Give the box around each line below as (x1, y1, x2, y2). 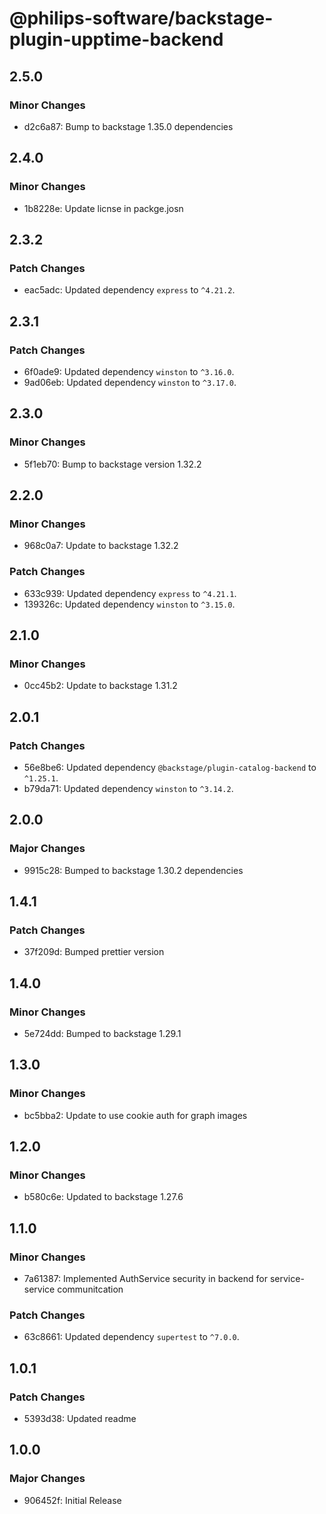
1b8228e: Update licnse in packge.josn (23, 202, 184, 214)
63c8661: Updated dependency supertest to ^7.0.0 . (23, 1331, 240, 1343)
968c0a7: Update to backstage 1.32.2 (23, 540, 179, 552)
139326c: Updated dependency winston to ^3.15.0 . (23, 598, 236, 610)
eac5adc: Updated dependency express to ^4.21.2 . (23, 284, 236, 296)
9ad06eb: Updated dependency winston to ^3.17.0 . (23, 376, 237, 388)
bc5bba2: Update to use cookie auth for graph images (23, 1109, 248, 1121)
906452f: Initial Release (23, 1494, 122, 1506)
